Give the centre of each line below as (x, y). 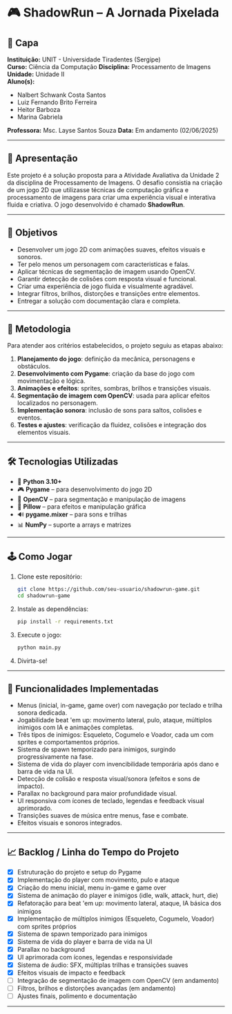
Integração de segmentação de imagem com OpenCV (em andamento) (118, 980)
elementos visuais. (43, 433)
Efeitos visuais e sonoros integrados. (69, 823)
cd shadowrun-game (43, 595)
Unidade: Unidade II (36, 74)
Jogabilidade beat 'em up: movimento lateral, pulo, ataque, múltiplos (115, 720)
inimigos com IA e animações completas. (76, 727)
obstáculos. (34, 366)
